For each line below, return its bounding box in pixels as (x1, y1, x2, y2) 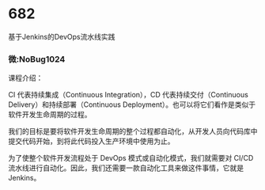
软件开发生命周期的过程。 (8, 110, 92, 120)
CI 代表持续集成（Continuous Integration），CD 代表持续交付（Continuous (8, 90, 249, 100)
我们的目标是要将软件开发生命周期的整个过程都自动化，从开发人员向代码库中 (8, 127, 258, 136)
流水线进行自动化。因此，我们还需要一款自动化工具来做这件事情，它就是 (8, 163, 244, 173)
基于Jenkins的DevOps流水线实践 (8, 32, 115, 41)
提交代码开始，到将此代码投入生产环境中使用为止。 (8, 136, 175, 146)
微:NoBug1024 (8, 53, 66, 64)
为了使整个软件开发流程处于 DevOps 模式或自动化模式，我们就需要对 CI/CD (8, 154, 254, 163)
